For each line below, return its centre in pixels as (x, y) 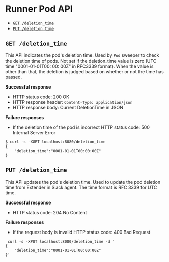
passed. (14, 77)
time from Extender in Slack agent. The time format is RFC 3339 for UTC (81, 187)
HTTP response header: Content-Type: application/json (73, 102)
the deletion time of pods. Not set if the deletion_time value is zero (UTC (81, 61)
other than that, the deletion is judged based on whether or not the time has (84, 71)
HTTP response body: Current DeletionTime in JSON (68, 107)
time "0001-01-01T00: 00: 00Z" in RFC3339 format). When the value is (79, 66)
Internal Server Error (34, 132)
